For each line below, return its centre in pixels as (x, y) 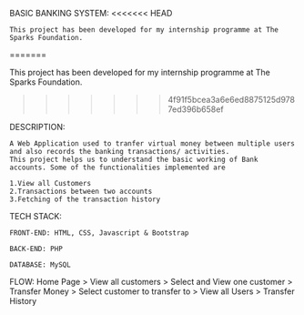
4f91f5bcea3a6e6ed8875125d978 (232, 100)
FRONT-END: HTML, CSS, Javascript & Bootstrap (99, 233)
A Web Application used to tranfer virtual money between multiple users (152, 144)
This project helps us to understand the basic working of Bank (134, 159)
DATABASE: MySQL (40, 265)
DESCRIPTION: (37, 127)
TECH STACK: (35, 216)
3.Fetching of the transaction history (85, 199)
